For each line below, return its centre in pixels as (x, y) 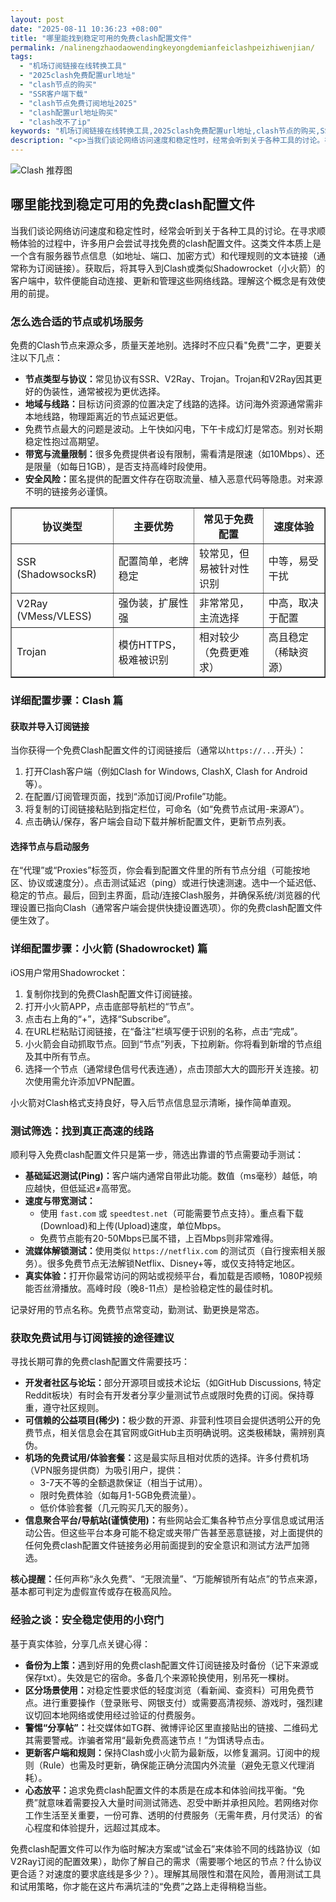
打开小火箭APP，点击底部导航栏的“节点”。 (112, 1006)
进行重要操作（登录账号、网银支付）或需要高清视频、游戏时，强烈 (178, 1702)
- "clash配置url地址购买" (68, 112)
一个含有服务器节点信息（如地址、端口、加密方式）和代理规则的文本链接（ (163, 255)
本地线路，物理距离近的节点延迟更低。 (103, 417)
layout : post (37, 19)
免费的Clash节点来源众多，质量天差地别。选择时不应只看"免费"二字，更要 (162, 345)
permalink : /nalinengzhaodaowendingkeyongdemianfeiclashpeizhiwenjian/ (162, 47)
